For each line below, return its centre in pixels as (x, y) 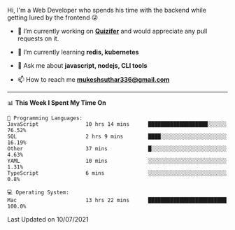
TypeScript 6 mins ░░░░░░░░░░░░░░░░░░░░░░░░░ (117, 173)
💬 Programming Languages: (45, 118)
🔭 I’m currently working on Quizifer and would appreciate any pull (112, 31)
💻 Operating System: (38, 192)
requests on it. (38, 38)
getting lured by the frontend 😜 (53, 17)
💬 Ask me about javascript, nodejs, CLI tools (82, 65)
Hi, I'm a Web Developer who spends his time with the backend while (107, 10)
